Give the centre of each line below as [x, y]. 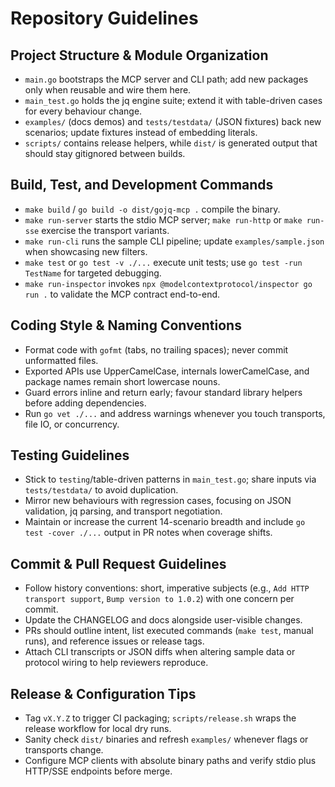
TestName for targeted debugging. [93, 273]
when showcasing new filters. [86, 251]
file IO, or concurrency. [72, 424]
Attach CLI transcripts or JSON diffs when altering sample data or [160, 652]
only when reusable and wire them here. [108, 90]
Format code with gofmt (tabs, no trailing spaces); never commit [156, 349]
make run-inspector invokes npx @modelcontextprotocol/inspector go [168, 283]
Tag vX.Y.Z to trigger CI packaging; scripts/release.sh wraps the [160, 718]
